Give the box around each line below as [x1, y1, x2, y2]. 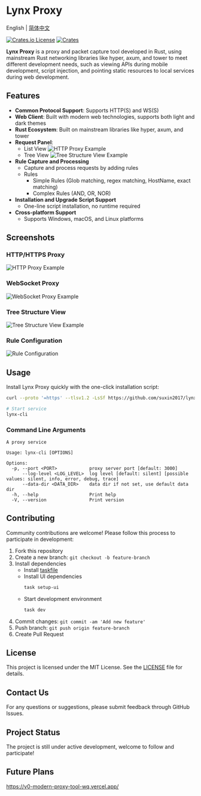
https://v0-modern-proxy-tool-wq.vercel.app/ [6, 783, 119, 790]
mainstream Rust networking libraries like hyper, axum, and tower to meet [6, 54, 188, 61]
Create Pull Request [14, 630, 64, 638]
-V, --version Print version [11, 497, 124, 503]
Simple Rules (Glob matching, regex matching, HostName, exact [32, 176, 191, 184]
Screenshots [6, 232, 55, 243]
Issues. [6, 710, 24, 717]
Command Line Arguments [6, 426, 86, 434]
